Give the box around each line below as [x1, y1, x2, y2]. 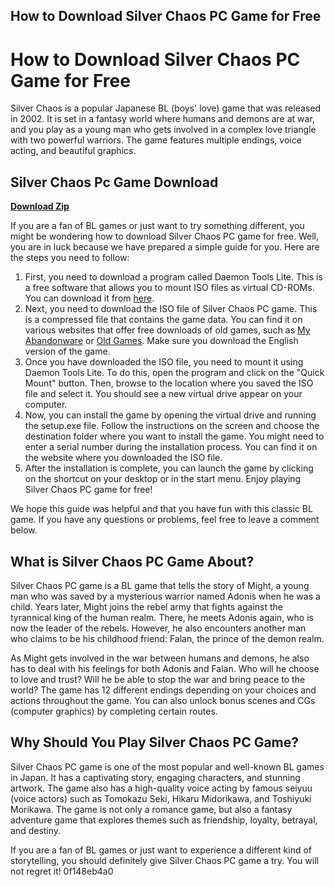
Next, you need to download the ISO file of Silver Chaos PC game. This [24, 303, 318, 315]
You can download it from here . [24, 292, 155, 304]
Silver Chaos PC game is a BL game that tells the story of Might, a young [10, 579, 310, 591]
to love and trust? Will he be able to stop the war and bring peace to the [10, 673, 306, 685]
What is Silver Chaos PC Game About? [10, 553, 255, 570]
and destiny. [10, 824, 62, 836]
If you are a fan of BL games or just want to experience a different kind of [10, 844, 313, 856]
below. [10, 524, 38, 536]
